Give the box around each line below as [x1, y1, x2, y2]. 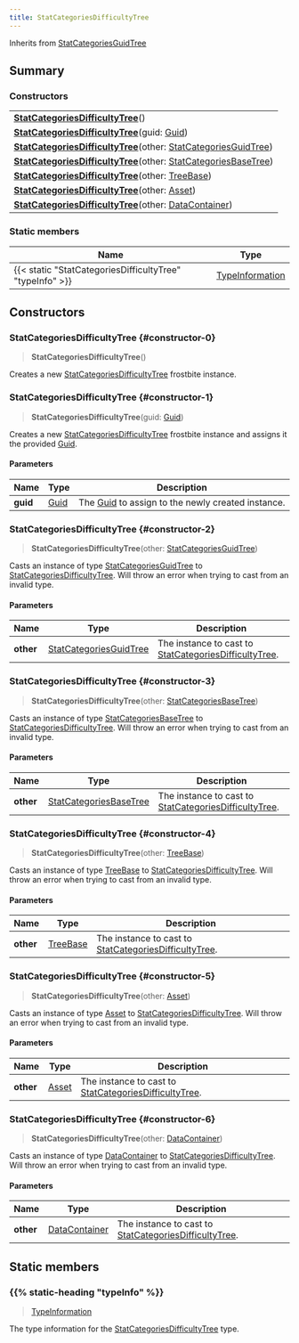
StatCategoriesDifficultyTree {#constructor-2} [9, 523, 215, 535]
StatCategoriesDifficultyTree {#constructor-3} [9, 675, 216, 688]
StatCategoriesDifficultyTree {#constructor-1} [9, 391, 214, 403]
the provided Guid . [9, 438, 77, 449]
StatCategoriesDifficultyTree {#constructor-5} [9, 970, 215, 982]
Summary [9, 63, 65, 78]
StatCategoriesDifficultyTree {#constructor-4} [9, 827, 216, 840]
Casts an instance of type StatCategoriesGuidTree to [9, 560, 203, 571]
